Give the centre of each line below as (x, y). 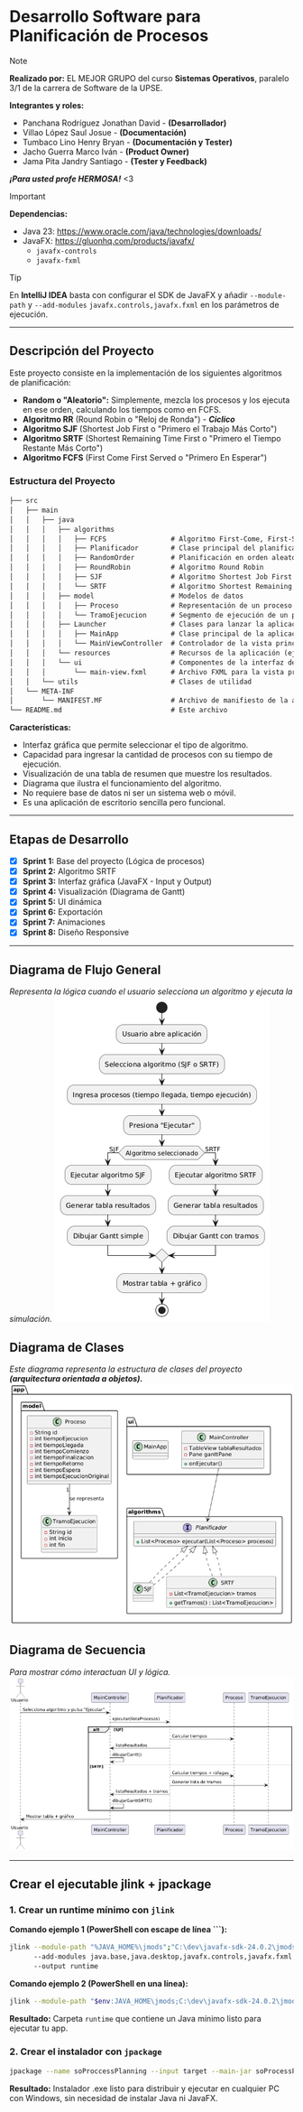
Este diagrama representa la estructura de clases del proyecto (126, 1369)
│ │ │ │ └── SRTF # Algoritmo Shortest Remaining (151, 586)
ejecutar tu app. (39, 2028)
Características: (41, 728)
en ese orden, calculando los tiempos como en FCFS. (122, 409)
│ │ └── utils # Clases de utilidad (131, 682)
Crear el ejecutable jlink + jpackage (110, 1884)
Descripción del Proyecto (82, 351)
